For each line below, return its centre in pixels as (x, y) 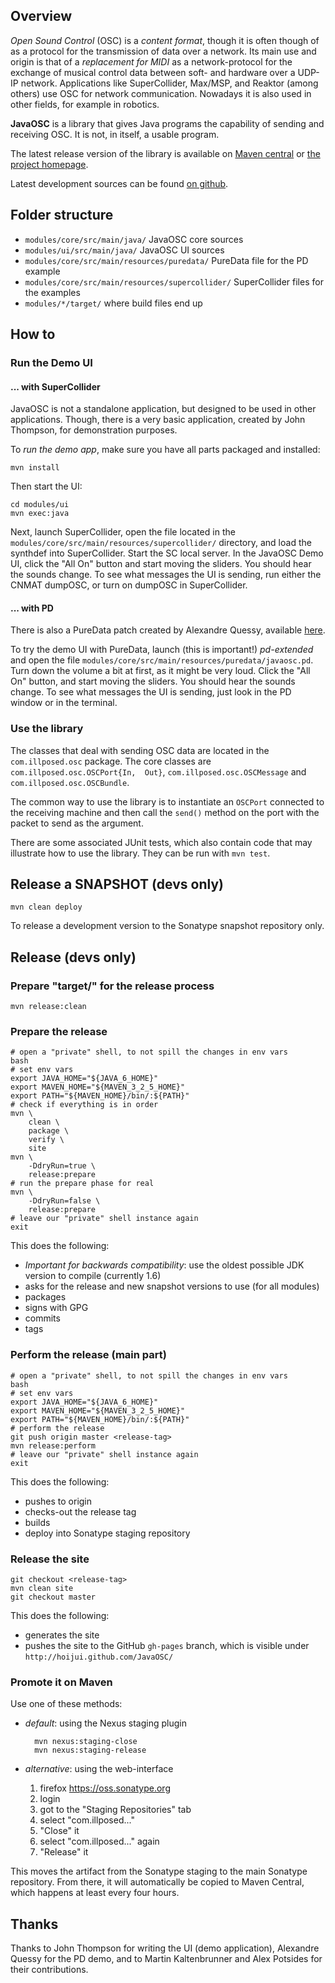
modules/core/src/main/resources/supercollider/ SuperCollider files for (174, 281)
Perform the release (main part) (88, 1355)
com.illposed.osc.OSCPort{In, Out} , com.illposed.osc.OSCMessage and (158, 771)
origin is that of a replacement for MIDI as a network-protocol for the (151, 61)
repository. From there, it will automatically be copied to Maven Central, (157, 1882)
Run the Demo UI (51, 362)
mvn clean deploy (46, 907)
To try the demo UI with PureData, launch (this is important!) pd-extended (162, 650)
